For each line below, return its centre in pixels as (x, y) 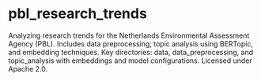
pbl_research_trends (78, 14)
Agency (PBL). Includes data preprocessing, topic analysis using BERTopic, (130, 43)
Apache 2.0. (28, 68)
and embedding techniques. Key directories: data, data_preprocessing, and (131, 52)
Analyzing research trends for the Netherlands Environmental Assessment (129, 35)
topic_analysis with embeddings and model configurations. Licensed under (130, 61)
